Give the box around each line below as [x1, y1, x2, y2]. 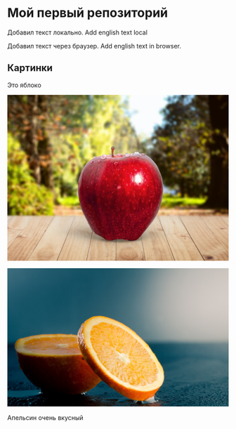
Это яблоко [7, 81, 42, 89]
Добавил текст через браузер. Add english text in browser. [7, 41, 181, 50]
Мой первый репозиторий [7, 5, 169, 21]
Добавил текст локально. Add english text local [7, 28, 147, 37]
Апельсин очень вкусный [7, 413, 84, 422]
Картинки [7, 62, 53, 74]
